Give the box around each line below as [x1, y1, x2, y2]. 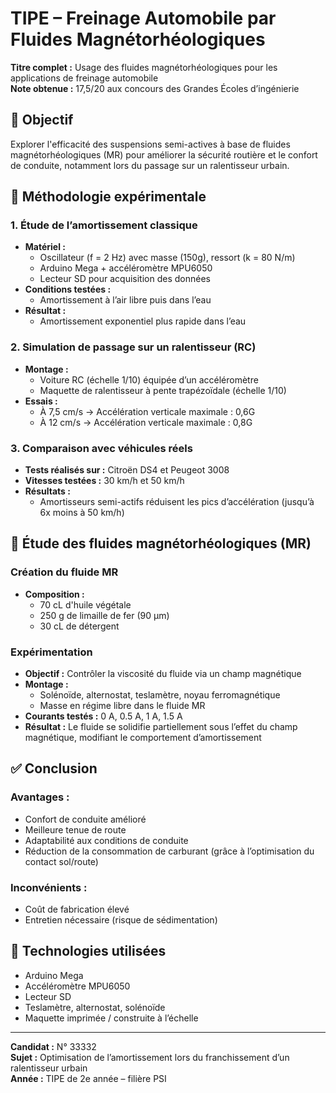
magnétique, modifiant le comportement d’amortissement [24, 732, 262, 744]
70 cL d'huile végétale [39, 598, 132, 611]
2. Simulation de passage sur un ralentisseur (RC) [10, 340, 257, 354]
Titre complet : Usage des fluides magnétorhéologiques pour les [10, 61, 278, 73]
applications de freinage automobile [10, 72, 159, 84]
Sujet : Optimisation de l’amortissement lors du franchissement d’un [10, 1051, 290, 1063]
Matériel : [24, 241, 66, 253]
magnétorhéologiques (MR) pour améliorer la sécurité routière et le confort [10, 148, 318, 161]
